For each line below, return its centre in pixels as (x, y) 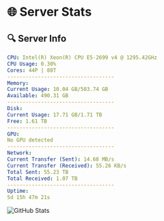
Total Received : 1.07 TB (42, 179)
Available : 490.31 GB (38, 96)
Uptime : (18, 191)
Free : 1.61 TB (27, 121)
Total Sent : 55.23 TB (38, 172)
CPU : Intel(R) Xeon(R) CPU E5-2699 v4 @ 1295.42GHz (82, 57)
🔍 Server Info (37, 38)
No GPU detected (30, 140)
